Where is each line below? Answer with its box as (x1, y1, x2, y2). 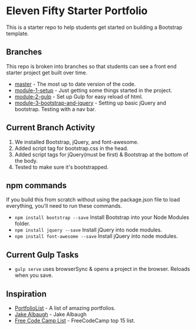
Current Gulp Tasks (6, 250, 79, 260)
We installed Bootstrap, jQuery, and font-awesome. (14, 138, 139, 145)
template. (6, 30, 29, 37)
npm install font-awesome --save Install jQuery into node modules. (14, 233, 178, 240)
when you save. (14, 272, 53, 279)
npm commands (6, 180, 67, 190)
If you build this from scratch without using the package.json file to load (6, 196, 180, 203)
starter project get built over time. (6, 69, 88, 76)
